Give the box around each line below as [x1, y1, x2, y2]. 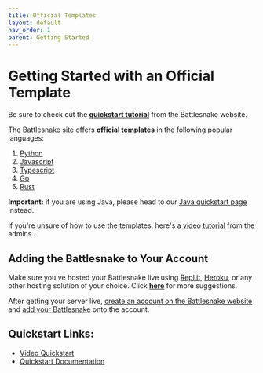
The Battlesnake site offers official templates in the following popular [8, 125, 233, 134]
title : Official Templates [8, 11, 97, 20]
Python [19, 148, 43, 158]
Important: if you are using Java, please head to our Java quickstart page [8, 197, 247, 207]
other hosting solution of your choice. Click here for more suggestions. [8, 281, 238, 291]
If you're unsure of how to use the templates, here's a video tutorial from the [8, 221, 255, 230]
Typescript [19, 166, 55, 175]
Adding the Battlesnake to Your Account [8, 252, 209, 265]
